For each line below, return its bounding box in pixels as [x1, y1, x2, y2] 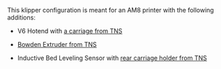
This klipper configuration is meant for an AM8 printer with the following [7, 6, 214, 14]
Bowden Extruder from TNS [17, 40, 98, 48]
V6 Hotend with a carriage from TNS [17, 27, 123, 35]
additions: [7, 13, 36, 22]
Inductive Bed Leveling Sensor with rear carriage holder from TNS [17, 54, 207, 62]
